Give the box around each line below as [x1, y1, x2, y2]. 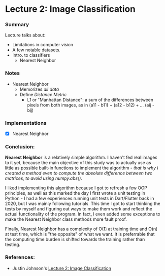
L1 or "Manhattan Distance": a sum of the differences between [27, 97, 154, 103]
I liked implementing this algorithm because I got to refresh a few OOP [5, 185, 148, 191]
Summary [5, 21, 30, 28]
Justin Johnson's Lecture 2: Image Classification [12, 265, 112, 271]
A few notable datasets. [12, 47, 61, 53]
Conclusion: [5, 143, 35, 150]
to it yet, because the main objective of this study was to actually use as [5, 160, 151, 166]
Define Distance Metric [19, 91, 67, 97]
